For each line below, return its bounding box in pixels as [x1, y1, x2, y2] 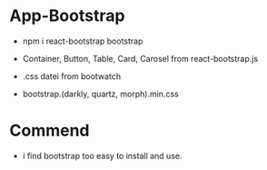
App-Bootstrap [9, 5, 125, 26]
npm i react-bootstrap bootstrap [22, 35, 143, 46]
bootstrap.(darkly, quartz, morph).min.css [22, 88, 179, 99]
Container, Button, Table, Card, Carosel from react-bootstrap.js [22, 53, 259, 64]
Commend [9, 120, 90, 141]
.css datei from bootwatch [22, 70, 121, 82]
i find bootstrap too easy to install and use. [22, 150, 183, 161]
